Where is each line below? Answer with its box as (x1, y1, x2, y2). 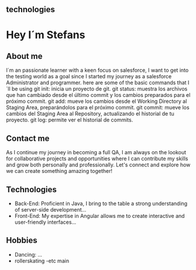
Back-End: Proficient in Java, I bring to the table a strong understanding (14, 200, 188, 207)
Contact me (6, 133, 50, 143)
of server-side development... (14, 206, 87, 213)
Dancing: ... (14, 251, 43, 258)
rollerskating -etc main (14, 257, 69, 264)
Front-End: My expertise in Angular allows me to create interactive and (14, 213, 185, 220)
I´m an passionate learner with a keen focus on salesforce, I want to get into (6, 67, 189, 74)
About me (6, 51, 43, 61)
